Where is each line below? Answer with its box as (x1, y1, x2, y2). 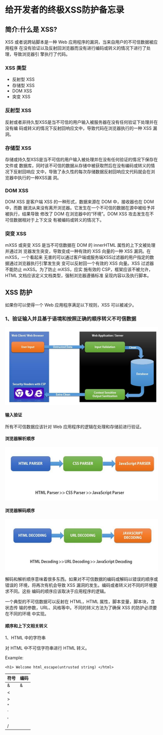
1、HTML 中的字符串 (5, 634, 46, 640)
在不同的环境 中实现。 (5, 611, 49, 617)
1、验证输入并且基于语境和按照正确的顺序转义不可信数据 (5, 315, 137, 322)
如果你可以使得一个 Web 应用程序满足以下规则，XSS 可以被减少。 (5, 302, 137, 308)
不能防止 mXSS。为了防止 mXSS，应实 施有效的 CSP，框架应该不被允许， (5, 267, 153, 273)
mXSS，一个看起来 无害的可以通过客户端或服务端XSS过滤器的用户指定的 (5, 255, 150, 260)
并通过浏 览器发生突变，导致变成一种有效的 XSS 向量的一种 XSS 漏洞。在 (5, 248, 151, 254)
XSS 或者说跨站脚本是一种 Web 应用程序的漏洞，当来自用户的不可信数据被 (5, 39, 154, 45)
